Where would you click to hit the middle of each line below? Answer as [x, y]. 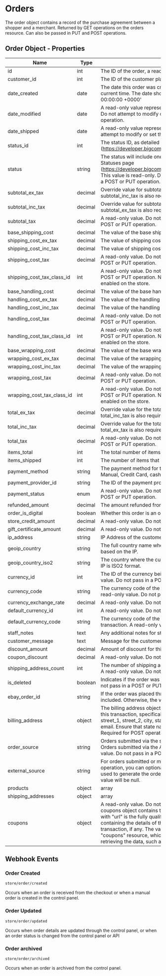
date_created [23, 93]
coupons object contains [129, 810]
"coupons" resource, [125, 835]
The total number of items [130, 452]
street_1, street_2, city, [127, 720]
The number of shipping [128, 665]
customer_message [30, 641]
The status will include [126, 156]
